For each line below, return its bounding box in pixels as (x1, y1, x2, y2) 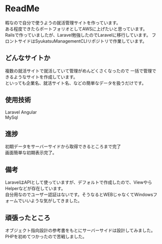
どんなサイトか (5, 54, 51, 62)
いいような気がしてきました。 (22, 198, 82, 204)
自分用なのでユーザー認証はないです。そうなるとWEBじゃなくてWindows (5, 192, 153, 197)
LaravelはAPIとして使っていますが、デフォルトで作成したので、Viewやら (5, 179, 152, 185)
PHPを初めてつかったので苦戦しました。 (5, 234, 87, 239)
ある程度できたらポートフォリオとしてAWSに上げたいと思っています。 (5, 25, 148, 32)
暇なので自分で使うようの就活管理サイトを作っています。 (5, 20, 121, 25)
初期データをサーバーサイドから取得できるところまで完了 (5, 144, 121, 149)
